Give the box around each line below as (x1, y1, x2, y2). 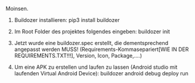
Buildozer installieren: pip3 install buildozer (14, 17, 120, 23)
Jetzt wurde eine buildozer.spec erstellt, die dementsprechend (14, 40, 169, 46)
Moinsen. (5, 5, 29, 12)
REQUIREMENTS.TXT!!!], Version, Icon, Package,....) (14, 52, 143, 59)
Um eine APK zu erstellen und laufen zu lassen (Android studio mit (14, 63, 178, 71)
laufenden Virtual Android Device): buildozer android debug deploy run (14, 70, 189, 76)
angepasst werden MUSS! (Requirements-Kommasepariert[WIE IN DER (14, 46, 189, 53)
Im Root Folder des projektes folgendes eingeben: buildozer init (14, 28, 171, 35)
